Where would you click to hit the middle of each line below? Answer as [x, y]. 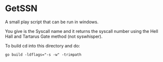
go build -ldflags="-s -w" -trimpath [43, 54]
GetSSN [21, 8]
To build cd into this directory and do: [43, 46]
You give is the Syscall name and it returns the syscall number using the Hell [81, 31]
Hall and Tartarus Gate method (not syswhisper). [54, 36]
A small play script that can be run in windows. [52, 22]
